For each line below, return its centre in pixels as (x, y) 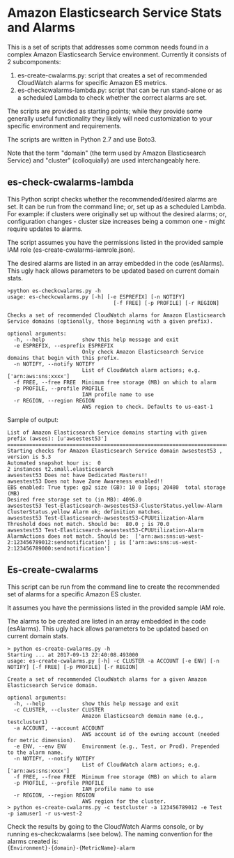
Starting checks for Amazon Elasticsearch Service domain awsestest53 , (115, 451)
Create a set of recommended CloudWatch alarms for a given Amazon (107, 679)
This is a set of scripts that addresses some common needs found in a (108, 47)
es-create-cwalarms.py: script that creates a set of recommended (112, 75)
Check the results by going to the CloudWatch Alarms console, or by (106, 826)
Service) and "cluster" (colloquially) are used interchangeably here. (104, 160)
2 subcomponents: (34, 61)
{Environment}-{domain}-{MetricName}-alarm (71, 848)
